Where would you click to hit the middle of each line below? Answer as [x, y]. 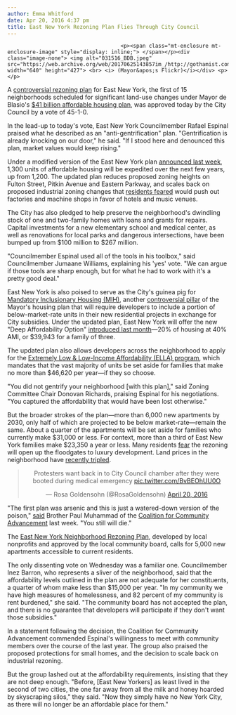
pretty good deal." [33, 279]
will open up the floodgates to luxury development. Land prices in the [108, 452]
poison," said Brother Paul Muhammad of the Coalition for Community [108, 516]
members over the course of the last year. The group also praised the [108, 646]
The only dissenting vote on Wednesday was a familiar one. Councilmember [117, 565]
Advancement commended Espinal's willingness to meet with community [113, 638]
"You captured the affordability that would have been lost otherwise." [107, 402]
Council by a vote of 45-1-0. [48, 112]
